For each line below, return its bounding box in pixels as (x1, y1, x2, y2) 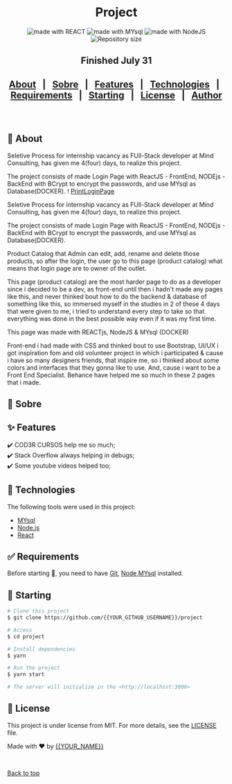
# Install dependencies (7, 645, 76, 653)
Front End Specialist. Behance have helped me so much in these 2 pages (7, 370, 215, 379)
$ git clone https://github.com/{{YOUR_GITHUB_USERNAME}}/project (7, 614, 203, 622)
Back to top (7, 769, 40, 777)
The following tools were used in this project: (7, 502, 136, 511)
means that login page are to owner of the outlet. (7, 264, 147, 272)
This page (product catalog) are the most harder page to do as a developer (7, 278, 222, 286)
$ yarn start (7, 671, 45, 678)
